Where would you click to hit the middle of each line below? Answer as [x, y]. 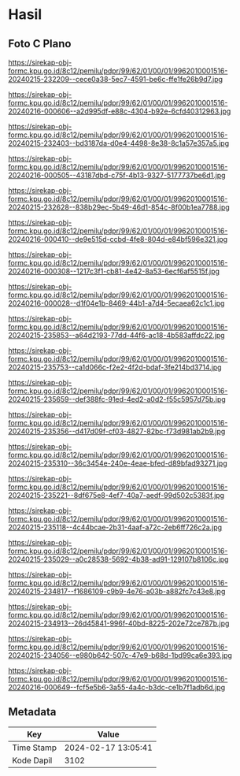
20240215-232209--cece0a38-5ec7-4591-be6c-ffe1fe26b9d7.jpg [115, 79]
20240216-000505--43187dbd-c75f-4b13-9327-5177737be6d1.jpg [117, 175]
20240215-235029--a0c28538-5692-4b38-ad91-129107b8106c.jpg [118, 559]
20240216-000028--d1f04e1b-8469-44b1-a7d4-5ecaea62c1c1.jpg [116, 303]
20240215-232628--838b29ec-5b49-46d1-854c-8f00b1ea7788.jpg [119, 207]
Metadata [32, 712]
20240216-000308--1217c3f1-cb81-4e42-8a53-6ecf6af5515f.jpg [114, 271]
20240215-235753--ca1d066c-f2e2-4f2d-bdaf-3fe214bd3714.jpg [115, 367]
